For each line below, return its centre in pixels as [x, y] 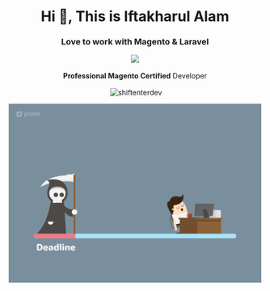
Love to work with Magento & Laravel [135, 42]
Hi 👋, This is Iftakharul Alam [135, 17]
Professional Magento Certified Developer [135, 76]
